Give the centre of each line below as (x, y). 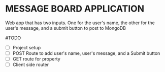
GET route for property (37, 59)
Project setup (27, 47)
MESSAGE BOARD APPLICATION (75, 9)
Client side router (31, 65)
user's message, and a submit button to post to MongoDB (65, 28)
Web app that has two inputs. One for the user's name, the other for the (80, 23)
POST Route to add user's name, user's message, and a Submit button (86, 53)
